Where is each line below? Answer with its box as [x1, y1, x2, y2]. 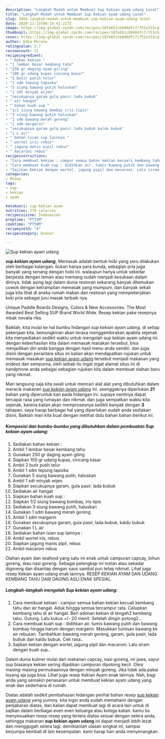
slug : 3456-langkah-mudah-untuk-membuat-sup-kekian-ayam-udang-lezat [5, 16, 151, 21]
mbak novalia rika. [5, 315, 43, 321]
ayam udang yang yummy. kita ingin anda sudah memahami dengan [5, 697, 143, 703]
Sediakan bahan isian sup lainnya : [12, 530, 83, 536]
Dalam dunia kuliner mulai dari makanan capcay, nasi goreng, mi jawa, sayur [5, 656, 160, 662]
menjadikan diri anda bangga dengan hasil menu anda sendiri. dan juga [5, 345, 150, 351]
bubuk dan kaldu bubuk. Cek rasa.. [12, 636, 84, 642]
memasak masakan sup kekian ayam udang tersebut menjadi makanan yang [5, 355, 160, 361]
